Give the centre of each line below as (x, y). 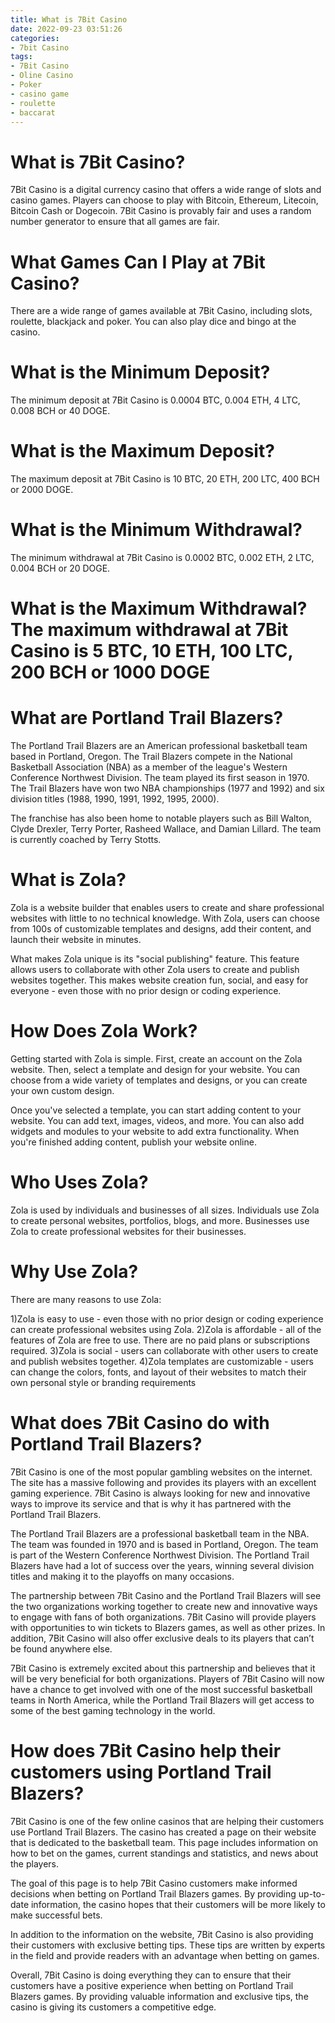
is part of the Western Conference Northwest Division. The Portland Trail (160, 1555)
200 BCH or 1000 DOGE (110, 672)
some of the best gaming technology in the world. (113, 1710)
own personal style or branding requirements (103, 1382)
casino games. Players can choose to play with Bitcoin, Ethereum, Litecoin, (164, 200)
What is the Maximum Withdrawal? (159, 608)
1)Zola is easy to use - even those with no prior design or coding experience (167, 1318)
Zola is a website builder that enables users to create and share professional (167, 908)
